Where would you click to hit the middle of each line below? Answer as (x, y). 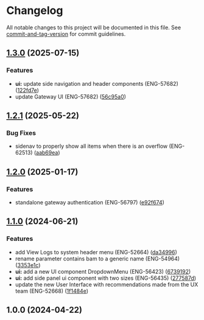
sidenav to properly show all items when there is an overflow (91, 146)
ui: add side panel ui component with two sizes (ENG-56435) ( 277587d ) (106, 278)
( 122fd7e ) (27, 90)
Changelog (35, 11)
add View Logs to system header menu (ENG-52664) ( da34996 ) (96, 252)
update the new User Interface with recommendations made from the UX (107, 284)
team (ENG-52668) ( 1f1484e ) (52, 291)
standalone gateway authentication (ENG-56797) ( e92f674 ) (90, 202)
